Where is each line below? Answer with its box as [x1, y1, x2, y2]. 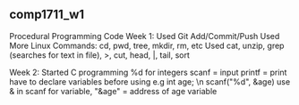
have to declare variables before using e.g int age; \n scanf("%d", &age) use [9, 76, 291, 87]
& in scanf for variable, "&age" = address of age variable [9, 85, 218, 96]
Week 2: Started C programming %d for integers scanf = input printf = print [9, 67, 287, 77]
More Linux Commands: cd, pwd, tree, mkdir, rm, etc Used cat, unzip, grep [9, 40, 285, 51]
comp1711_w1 [9, 7, 85, 22]
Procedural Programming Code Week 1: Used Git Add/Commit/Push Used [9, 30, 280, 41]
